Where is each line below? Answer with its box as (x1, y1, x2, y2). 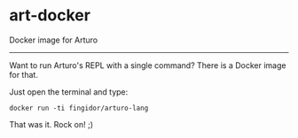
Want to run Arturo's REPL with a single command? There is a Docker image (9, 59, 286, 71)
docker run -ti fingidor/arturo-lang (9, 103, 149, 112)
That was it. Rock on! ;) (9, 119, 94, 129)
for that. (9, 69, 38, 80)
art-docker (9, 5, 91, 26)
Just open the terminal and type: (9, 86, 129, 97)
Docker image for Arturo (9, 34, 98, 45)
